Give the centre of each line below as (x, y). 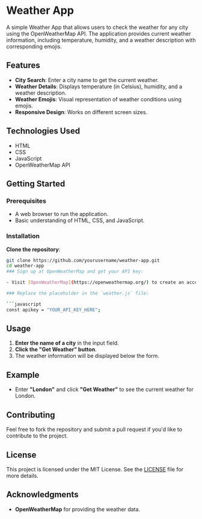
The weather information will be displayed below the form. (87, 356)
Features (23, 65)
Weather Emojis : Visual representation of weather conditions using (98, 99)
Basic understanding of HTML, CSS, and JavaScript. (80, 220)
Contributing (31, 415)
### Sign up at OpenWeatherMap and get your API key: (75, 272)
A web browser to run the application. (62, 214)
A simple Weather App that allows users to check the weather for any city (97, 27)
